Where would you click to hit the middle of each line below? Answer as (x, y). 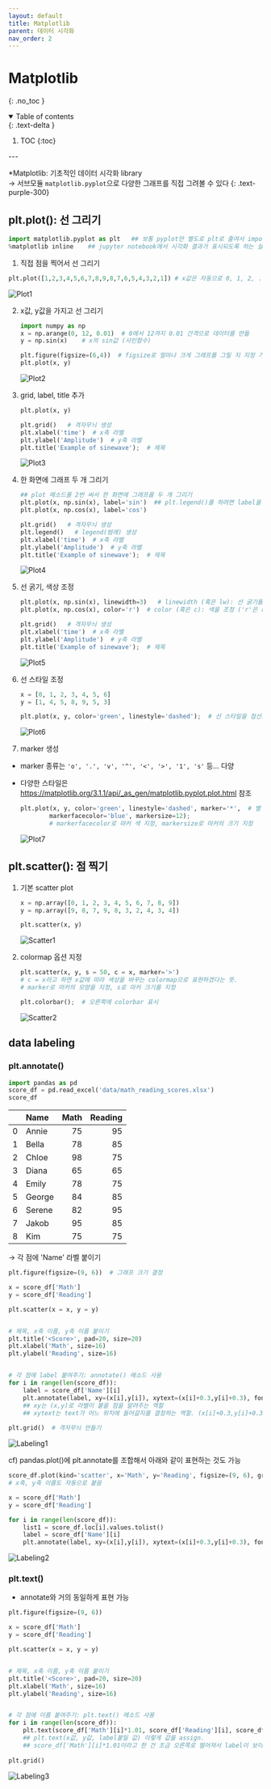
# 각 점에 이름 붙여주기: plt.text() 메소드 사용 (81, 1715)
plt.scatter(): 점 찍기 (58, 867)
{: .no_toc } (27, 101)
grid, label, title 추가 (52, 395)
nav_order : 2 (30, 38)
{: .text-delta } (31, 125)
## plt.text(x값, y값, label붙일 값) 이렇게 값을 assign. (114, 1738)
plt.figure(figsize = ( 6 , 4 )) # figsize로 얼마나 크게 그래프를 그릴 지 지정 (138, 356)
